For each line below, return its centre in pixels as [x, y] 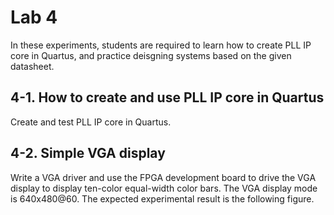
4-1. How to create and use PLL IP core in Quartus [167, 97]
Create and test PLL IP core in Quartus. [91, 122]
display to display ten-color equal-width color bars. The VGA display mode [164, 188]
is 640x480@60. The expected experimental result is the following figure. [162, 198]
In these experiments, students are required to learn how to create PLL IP [161, 45]
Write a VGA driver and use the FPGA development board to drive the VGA [163, 177]
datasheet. [32, 66]
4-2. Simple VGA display [88, 153]
